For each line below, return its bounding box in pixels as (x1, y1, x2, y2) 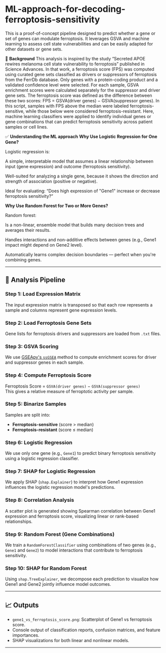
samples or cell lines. (5, 124, 48, 130)
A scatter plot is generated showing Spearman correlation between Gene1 (5, 508, 156, 514)
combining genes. (5, 257, 42, 262)
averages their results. (5, 227, 51, 233)
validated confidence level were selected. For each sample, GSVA (5, 82, 139, 87)
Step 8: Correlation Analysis (5, 497, 74, 504)
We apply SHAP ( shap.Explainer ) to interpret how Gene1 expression (5, 479, 143, 485)
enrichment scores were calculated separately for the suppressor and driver (5, 87, 161, 93)
